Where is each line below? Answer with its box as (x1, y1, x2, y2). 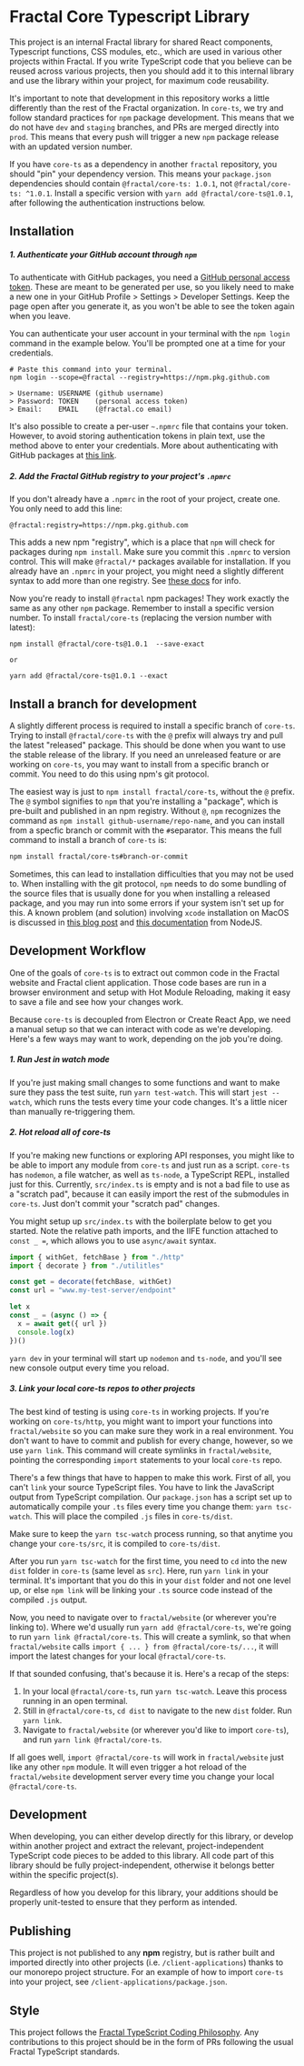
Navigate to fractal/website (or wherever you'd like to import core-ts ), (22, 1724, 289, 1735)
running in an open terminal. (22, 1695, 129, 1706)
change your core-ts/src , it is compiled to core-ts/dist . (9, 1538, 221, 1549)
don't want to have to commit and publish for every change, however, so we (9, 1435, 293, 1446)
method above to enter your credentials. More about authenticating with (9, 440, 279, 451)
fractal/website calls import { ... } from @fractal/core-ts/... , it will (9, 1640, 279, 1651)
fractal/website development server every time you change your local (9, 1770, 275, 1781)
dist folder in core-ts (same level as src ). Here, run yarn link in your (9, 1565, 270, 1576)
